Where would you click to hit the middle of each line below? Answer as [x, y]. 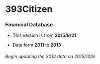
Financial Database [29, 25]
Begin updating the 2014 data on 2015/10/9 [50, 57]
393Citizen [29, 9]
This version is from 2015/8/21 [44, 35]
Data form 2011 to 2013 [37, 45]
